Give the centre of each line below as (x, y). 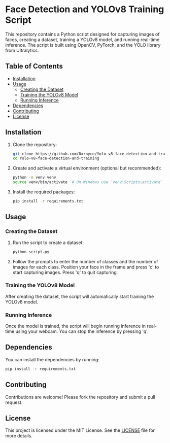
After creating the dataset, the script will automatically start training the (80, 296)
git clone (23, 154)
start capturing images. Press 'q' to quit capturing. (65, 272)
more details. (19, 436)
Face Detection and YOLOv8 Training (85, 9)
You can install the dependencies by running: (53, 359)
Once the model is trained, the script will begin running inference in (76, 326)
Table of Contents (34, 66)
